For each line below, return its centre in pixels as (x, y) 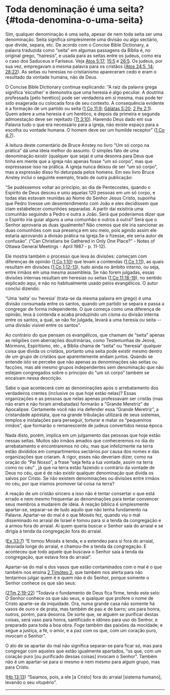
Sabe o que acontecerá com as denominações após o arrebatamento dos (82, 388)
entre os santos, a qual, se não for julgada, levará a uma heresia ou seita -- (83, 319)
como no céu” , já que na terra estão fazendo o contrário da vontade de (80, 467)
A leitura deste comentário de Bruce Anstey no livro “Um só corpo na (77, 145)
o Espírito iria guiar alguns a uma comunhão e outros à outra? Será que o (81, 219)
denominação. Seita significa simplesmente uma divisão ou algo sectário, (82, 39)
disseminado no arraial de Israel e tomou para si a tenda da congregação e (83, 520)
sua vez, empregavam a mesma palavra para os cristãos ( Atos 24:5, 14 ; (80, 66)
